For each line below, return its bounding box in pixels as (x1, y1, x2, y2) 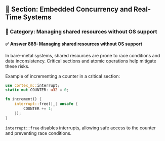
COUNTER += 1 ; (23, 106, 53, 112)
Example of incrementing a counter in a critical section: (5, 73, 120, 79)
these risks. (5, 63, 29, 69)
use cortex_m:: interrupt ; (5, 83, 60, 88)
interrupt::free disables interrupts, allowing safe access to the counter (5, 125, 156, 131)
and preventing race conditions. (5, 130, 72, 136)
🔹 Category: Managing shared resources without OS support (5, 28, 157, 36)
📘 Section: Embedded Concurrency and (5, 5, 133, 14)
